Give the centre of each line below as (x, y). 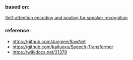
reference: (18, 31)
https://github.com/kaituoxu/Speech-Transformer (63, 47)
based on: (17, 7)
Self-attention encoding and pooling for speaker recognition (66, 18)
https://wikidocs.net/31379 (40, 52)
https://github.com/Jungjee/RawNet (49, 41)
